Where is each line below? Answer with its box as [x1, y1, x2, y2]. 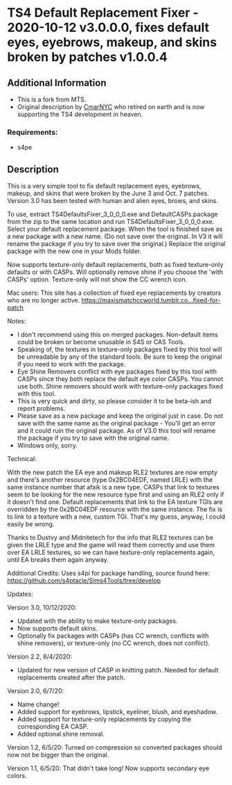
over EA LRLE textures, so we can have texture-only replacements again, [7, 548, 215, 557]
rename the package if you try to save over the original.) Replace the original [7, 240, 226, 248]
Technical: [7, 455, 37, 463]
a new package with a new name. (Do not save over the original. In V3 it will [7, 232, 223, 241]
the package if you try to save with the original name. [17, 434, 170, 442]
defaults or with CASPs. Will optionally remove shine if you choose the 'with [7, 268, 224, 276]
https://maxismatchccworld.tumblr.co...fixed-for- [81, 296, 221, 305]
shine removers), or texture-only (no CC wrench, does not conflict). [17, 639, 210, 647]
